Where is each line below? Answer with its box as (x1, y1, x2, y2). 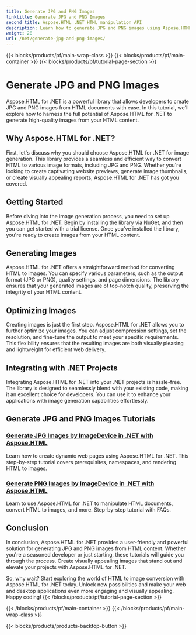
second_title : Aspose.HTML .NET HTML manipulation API (6, 19, 142, 25)
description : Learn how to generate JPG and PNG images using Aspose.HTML (6, 25, 192, 31)
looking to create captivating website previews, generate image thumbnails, (6, 167, 188, 174)
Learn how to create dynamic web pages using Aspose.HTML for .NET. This (6, 452, 189, 459)
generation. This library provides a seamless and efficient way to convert (6, 155, 181, 162)
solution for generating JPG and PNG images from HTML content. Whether (6, 545, 186, 552)
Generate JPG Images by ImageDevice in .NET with (6, 431, 153, 440)
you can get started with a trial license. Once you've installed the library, (6, 225, 180, 232)
